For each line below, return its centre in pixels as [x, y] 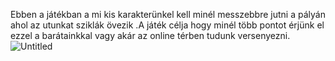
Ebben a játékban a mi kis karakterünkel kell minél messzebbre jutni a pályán [168, 14]
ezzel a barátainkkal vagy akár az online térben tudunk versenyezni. [150, 35]
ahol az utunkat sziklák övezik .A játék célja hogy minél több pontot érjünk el [167, 25]
